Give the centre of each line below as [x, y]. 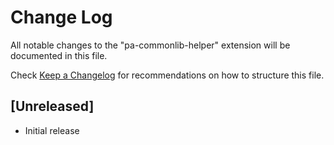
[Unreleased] [52, 106]
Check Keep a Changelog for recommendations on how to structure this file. [167, 75]
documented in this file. [59, 55]
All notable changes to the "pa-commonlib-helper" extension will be [150, 45]
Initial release [52, 130]
